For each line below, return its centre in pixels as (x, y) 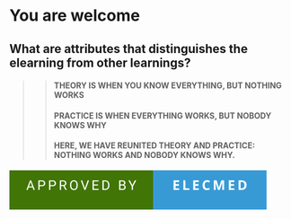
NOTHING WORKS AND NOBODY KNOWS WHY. (144, 155)
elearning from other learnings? (100, 62)
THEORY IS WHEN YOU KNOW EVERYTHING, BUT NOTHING (168, 85)
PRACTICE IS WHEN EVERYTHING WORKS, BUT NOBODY (163, 115)
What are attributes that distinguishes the (129, 49)
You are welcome (75, 16)
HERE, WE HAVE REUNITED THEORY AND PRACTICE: (154, 145)
